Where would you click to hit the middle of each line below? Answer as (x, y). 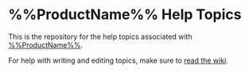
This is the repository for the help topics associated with (100, 36)
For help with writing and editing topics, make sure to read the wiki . (118, 60)
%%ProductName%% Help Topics (125, 15)
